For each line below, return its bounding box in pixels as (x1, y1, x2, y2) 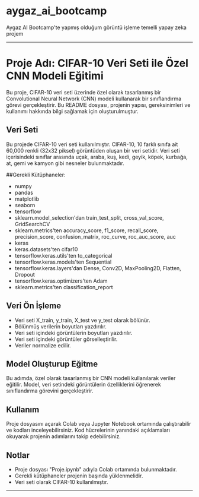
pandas (14, 189, 34, 196)
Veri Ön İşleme (6, 301, 61, 311)
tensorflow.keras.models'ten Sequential (14, 258, 112, 265)
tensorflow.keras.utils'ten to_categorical (14, 252, 113, 259)
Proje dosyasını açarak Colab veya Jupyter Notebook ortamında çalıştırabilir (6, 420, 191, 428)
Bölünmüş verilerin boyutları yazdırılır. (14, 322, 107, 330)
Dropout (14, 271, 36, 278)
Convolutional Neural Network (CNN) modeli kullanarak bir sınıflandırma (6, 95, 182, 102)
